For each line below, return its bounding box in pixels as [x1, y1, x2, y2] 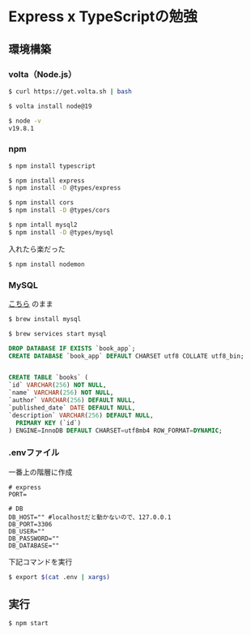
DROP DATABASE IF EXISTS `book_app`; [8, 344, 136, 353]
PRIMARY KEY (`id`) [15, 418, 82, 427]
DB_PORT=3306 [8, 520, 53, 528]
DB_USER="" [8, 527, 45, 535]
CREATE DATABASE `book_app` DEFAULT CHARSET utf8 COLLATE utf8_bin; [8, 352, 245, 360]
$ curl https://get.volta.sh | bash [8, 87, 132, 96]
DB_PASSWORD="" [8, 534, 60, 543]
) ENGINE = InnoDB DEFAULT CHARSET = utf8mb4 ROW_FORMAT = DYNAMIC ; [8, 427, 223, 435]
